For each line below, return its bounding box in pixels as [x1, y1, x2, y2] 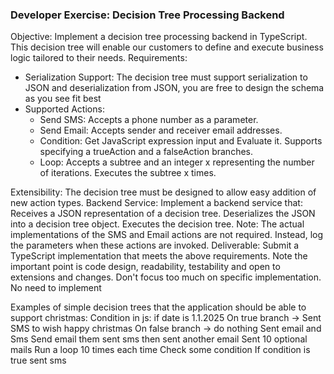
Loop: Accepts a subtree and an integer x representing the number [39, 156, 315, 168]
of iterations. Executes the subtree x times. [39, 167, 217, 179]
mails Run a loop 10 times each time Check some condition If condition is [10, 344, 311, 356]
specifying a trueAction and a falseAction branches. [39, 146, 253, 158]
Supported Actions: [24, 103, 105, 115]
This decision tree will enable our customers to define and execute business [10, 41, 324, 53]
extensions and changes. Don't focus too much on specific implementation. [10, 271, 322, 283]
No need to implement [10, 282, 102, 294]
